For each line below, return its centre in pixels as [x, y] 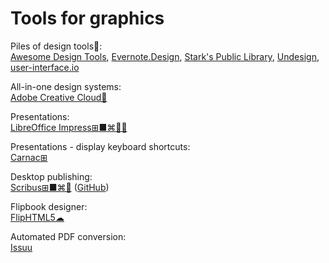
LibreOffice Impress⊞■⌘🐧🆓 [69, 127]
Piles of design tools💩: [56, 46]
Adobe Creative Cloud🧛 [59, 97]
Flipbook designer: [49, 206]
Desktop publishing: [51, 176]
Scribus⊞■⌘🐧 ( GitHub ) [60, 187]
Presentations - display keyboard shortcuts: [100, 146]
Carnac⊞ [29, 157]
